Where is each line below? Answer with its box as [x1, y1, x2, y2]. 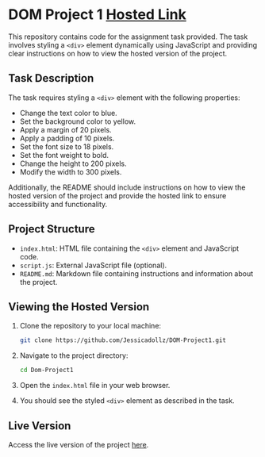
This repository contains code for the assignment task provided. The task [8, 32, 248, 41]
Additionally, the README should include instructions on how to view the [8, 182, 246, 192]
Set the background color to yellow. [19, 117, 136, 126]
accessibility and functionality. [8, 199, 108, 209]
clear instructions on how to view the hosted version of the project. [8, 48, 228, 58]
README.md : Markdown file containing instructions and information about [19, 268, 254, 278]
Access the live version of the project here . [8, 440, 149, 449]
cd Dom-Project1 [19, 367, 74, 374]
